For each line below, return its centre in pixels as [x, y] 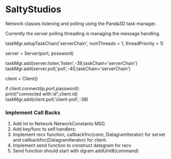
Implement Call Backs [33, 112]
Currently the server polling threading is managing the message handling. [83, 33]
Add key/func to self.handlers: [44, 129]
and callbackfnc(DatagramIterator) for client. [60, 140]
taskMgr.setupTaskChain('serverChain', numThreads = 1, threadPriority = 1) [84, 43]
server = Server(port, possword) [40, 53]
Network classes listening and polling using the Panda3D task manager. [81, 24]
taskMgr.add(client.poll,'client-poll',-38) [47, 99]
